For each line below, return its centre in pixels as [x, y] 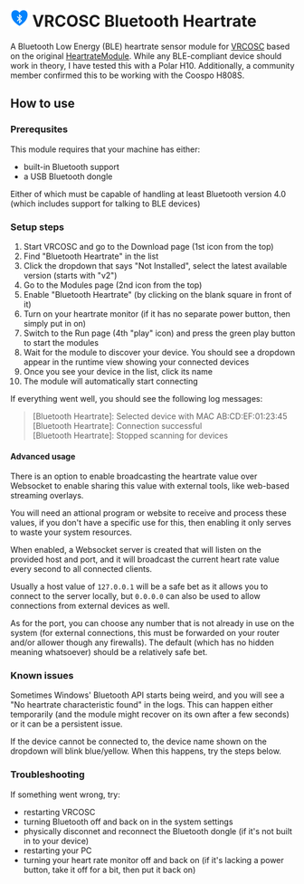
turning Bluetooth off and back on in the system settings [128, 822]
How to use [43, 104]
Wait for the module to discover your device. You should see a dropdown [159, 352]
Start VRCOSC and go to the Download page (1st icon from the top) [148, 246]
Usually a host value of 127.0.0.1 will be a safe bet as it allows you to [139, 586]
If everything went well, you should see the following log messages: [137, 398]
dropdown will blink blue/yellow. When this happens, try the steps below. [146, 751]
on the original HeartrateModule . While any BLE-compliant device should [146, 56]
